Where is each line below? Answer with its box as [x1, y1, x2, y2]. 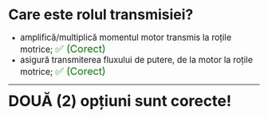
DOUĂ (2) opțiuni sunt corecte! [8, 91, 232, 110]
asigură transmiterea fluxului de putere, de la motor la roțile [19, 54, 254, 65]
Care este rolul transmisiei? [8, 6, 194, 24]
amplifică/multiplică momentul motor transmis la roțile [19, 32, 232, 43]
